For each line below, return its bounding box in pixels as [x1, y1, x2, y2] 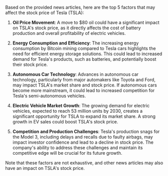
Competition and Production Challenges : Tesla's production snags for [12, 128, 160, 135]
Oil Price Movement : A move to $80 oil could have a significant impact [12, 20, 159, 25]
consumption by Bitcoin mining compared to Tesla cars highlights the [12, 46, 156, 51]
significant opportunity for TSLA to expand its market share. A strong [12, 113, 156, 119]
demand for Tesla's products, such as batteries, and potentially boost [12, 56, 157, 62]
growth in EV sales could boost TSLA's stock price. [12, 119, 118, 124]
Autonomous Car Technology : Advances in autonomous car [12, 71, 139, 77]
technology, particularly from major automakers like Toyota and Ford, [12, 77, 156, 82]
